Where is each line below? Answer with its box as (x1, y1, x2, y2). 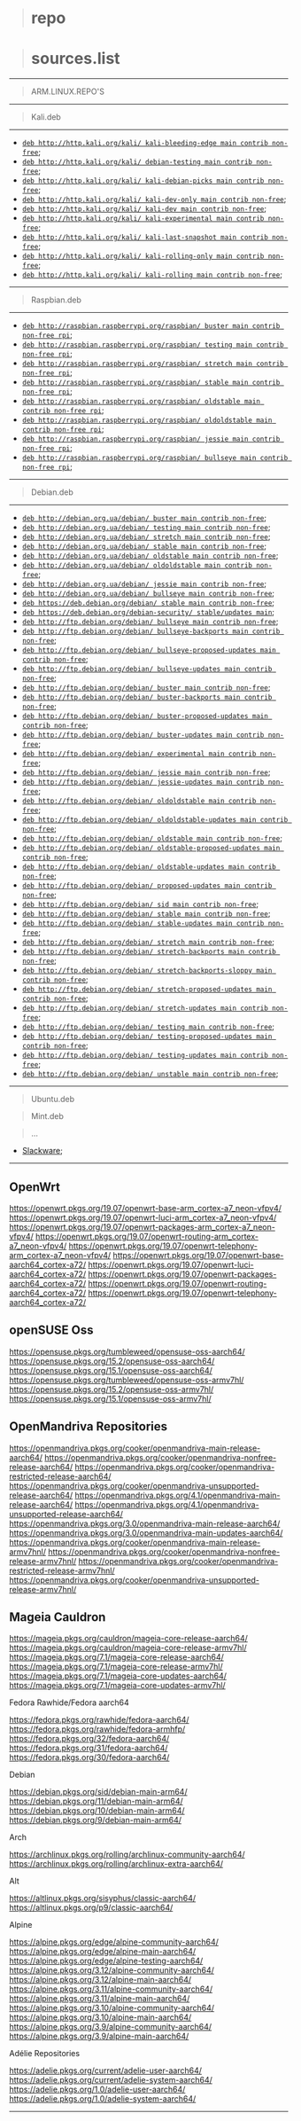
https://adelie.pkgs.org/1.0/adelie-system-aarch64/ (9, 2094, 197, 2104)
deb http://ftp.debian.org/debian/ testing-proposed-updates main (21, 1032, 273, 1041)
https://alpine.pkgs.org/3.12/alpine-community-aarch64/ (9, 1965, 215, 1976)
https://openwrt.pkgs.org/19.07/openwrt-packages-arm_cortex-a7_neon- (9, 1221, 276, 1232)
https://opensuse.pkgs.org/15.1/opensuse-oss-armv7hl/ (9, 1393, 212, 1404)
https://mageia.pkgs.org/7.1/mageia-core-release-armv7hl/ (9, 1662, 223, 1672)
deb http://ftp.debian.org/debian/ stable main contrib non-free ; (21, 908, 271, 919)
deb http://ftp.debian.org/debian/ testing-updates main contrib (21, 1051, 268, 1060)
